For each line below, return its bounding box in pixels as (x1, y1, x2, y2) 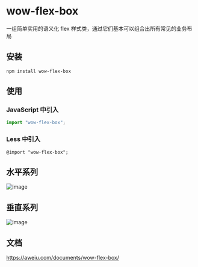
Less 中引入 (6, 135, 41, 143)
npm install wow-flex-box (6, 68, 71, 74)
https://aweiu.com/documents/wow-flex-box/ (6, 254, 119, 262)
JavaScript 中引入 (6, 105, 59, 114)
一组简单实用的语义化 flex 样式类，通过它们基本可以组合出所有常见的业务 (6, 25, 187, 32)
